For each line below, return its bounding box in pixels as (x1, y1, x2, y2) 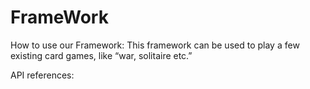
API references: (10, 69, 75, 81)
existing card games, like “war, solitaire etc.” (10, 49, 193, 61)
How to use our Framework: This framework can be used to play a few (10, 39, 300, 51)
